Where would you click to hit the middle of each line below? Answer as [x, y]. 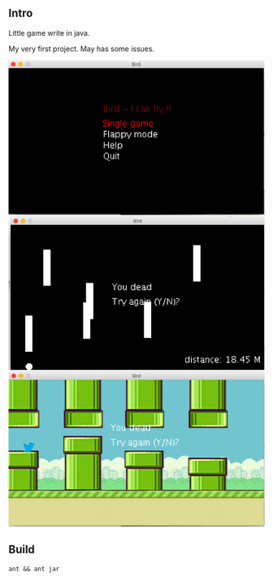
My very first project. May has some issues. [82, 49]
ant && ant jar [34, 569]
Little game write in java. [49, 33]
